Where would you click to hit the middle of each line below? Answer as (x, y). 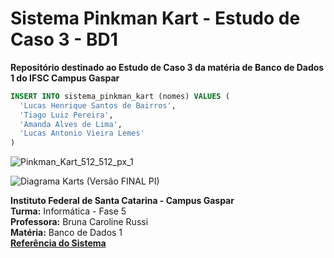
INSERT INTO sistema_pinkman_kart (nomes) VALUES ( (120, 96)
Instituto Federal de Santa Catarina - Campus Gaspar (122, 201)
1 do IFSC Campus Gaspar (65, 78)
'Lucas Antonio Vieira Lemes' (82, 133)
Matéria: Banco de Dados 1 (66, 233)
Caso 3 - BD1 (64, 39)
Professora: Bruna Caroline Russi (79, 222)
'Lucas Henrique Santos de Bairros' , (98, 105)
